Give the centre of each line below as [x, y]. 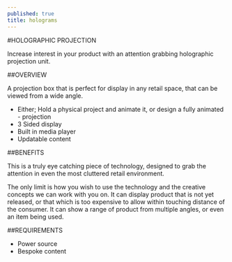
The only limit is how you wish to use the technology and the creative [107, 187]
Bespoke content [42, 251]
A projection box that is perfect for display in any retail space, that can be [113, 88]
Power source [37, 243]
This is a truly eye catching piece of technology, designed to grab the [107, 166]
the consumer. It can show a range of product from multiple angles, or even [116, 209]
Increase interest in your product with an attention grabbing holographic [110, 54]
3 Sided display [39, 124]
